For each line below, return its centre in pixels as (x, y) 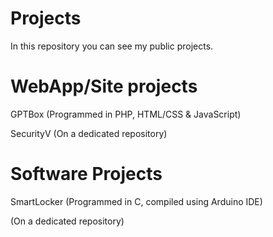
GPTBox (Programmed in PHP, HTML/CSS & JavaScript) (126, 114)
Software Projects (86, 174)
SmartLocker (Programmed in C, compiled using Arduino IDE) (136, 201)
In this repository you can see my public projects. (112, 46)
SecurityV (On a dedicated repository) (89, 133)
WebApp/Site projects (104, 86)
